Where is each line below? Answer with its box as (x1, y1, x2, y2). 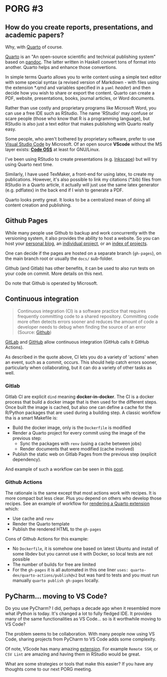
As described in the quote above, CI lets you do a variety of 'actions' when (5, 353, 159, 360)
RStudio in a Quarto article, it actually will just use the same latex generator (5, 182, 159, 187)
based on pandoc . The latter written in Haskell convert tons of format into (5, 59, 156, 65)
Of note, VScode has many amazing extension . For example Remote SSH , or (5, 646, 159, 652)
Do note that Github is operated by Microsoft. (5, 280, 98, 286)
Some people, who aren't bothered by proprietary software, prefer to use (5, 136, 156, 141)
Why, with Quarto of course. (5, 44, 63, 50)
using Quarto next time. (5, 161, 53, 167)
